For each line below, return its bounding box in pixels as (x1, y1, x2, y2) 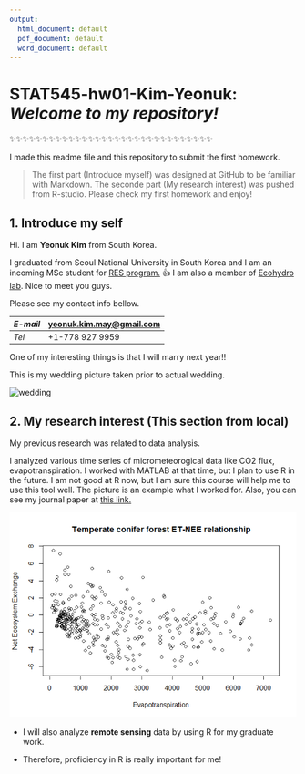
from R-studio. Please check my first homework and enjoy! (31, 189, 253, 200)
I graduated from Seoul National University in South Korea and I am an (9, 257, 272, 268)
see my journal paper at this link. (9, 494, 132, 505)
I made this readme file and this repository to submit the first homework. (9, 151, 280, 163)
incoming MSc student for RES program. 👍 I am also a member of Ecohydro (9, 267, 294, 278)
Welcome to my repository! (9, 103, 219, 124)
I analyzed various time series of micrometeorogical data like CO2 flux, (9, 456, 275, 467)
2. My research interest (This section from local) (9, 413, 290, 428)
